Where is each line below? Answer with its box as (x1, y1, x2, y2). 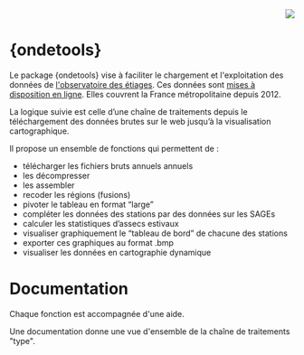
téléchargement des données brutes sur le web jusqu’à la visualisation (9, 116, 271, 126)
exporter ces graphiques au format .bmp (22, 237, 175, 248)
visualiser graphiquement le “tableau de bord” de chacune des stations (22, 228, 288, 238)
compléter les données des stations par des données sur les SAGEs (22, 208, 276, 220)
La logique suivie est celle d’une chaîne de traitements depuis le (9, 106, 248, 117)
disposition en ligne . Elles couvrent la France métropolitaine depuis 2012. (9, 89, 281, 99)
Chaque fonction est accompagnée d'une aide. (9, 308, 185, 319)
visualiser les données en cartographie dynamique (22, 247, 212, 257)
